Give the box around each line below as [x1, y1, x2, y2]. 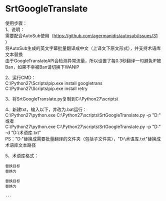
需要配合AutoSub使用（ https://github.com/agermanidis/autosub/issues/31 [5, 32, 158, 38]
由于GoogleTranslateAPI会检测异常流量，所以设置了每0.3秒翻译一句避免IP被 [5, 57, 161, 63]
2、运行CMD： [5, 74, 36, 80]
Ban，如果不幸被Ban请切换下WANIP [5, 63, 79, 70]
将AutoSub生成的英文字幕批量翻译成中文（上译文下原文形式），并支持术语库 [5, 45, 161, 51]
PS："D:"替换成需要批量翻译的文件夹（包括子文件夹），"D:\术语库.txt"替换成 [5, 135, 161, 141]
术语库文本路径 [5, 142, 36, 148]
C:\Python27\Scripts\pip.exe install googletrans [5, 80, 102, 86]
